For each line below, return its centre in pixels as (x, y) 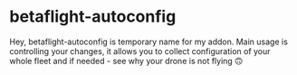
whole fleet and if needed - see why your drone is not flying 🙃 (126, 61)
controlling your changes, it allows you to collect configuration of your (140, 51)
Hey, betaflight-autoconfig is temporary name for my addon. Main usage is (148, 42)
